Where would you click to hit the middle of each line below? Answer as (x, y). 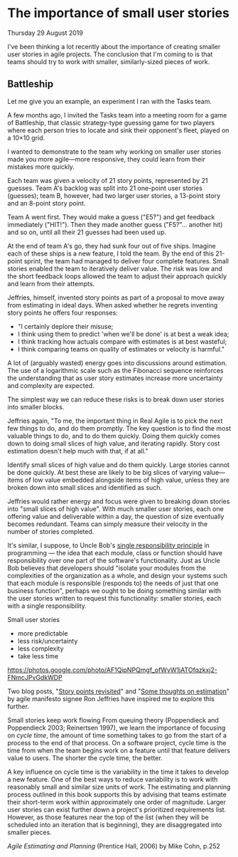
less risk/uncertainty (48, 641)
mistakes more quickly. (41, 167)
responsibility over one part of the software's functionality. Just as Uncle (114, 560)
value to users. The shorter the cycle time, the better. (85, 758)
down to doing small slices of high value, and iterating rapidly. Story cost (114, 443)
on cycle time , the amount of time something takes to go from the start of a (117, 735)
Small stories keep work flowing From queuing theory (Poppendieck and (113, 720)
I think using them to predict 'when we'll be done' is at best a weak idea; (123, 334)
